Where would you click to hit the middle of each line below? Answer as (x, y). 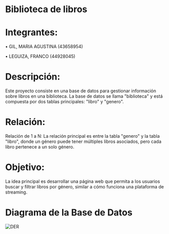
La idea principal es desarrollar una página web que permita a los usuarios (83, 181)
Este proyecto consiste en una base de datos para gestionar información (81, 91)
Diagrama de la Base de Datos (69, 212)
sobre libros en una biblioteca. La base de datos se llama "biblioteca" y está (84, 96)
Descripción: (33, 77)
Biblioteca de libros (46, 9)
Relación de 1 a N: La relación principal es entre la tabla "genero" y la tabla (82, 136)
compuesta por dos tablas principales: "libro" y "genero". (65, 102)
